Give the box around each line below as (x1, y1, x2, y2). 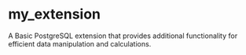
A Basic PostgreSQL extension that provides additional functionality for (8, 31, 238, 40)
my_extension (8, 5, 101, 23)
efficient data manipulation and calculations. (8, 39, 152, 48)
